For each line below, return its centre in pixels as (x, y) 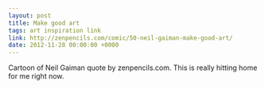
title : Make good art (44, 23)
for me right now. (36, 76)
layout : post (30, 15)
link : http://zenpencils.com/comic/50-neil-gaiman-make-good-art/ (121, 38)
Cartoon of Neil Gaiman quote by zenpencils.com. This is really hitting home (133, 68)
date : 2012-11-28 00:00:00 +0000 (64, 45)
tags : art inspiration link (55, 30)
